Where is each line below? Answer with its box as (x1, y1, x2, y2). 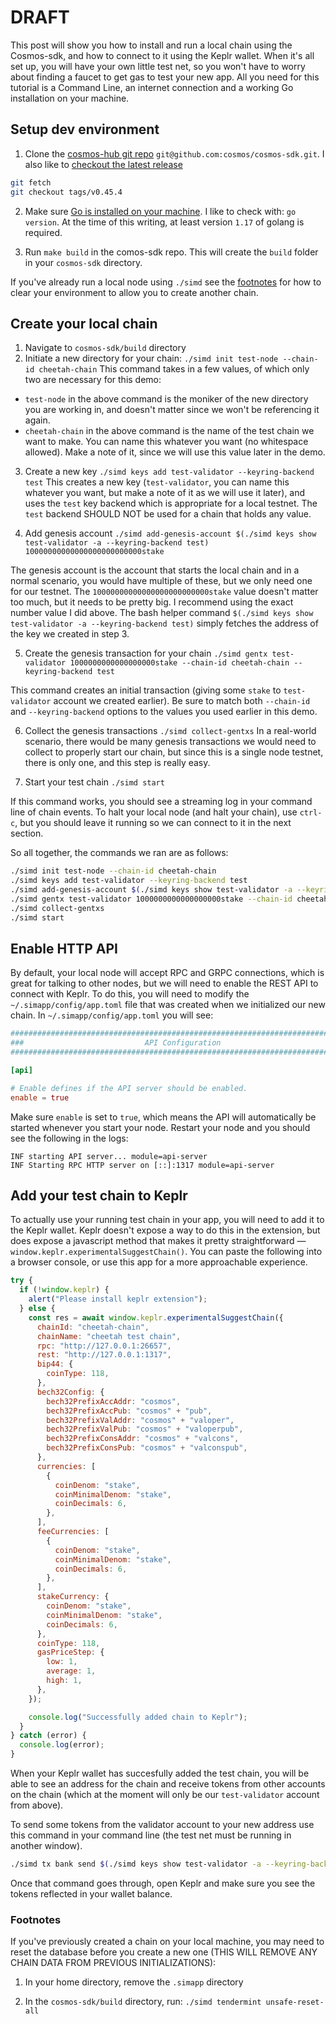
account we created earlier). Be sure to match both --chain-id (53, 695, 311, 707)
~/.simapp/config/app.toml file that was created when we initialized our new (10, 999, 326, 1011)
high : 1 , (46, 1676, 83, 1686)
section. (10, 827, 44, 840)
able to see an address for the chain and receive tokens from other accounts (10, 1778, 326, 1790)
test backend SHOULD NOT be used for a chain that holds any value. (24, 508, 312, 520)
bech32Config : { (36, 1387, 105, 1397)
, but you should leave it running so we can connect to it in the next (14, 817, 292, 829)
